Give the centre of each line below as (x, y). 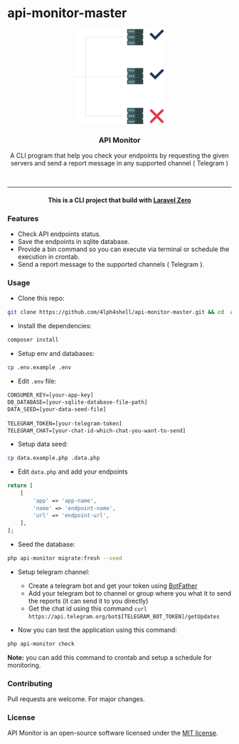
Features (23, 218)
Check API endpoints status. (59, 234)
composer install (33, 340)
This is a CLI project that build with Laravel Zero (119, 200)
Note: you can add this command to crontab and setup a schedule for (110, 657)
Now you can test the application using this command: (97, 630)
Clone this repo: (41, 298)
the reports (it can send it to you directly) (88, 601)
